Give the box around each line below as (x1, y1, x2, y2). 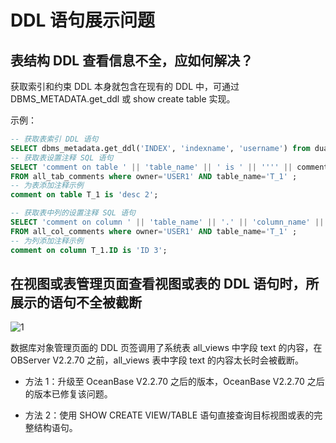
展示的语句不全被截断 (10, 294, 142, 311)
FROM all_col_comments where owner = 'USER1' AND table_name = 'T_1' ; (10, 226, 298, 236)
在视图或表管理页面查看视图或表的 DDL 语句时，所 (10, 275, 320, 292)
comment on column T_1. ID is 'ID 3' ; (10, 245, 168, 255)
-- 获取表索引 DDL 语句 (10, 134, 99, 144)
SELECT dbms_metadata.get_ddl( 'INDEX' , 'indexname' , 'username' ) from (10, 143, 311, 153)
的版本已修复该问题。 (24, 388, 113, 400)
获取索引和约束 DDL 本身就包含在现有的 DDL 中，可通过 (10, 81, 240, 92)
